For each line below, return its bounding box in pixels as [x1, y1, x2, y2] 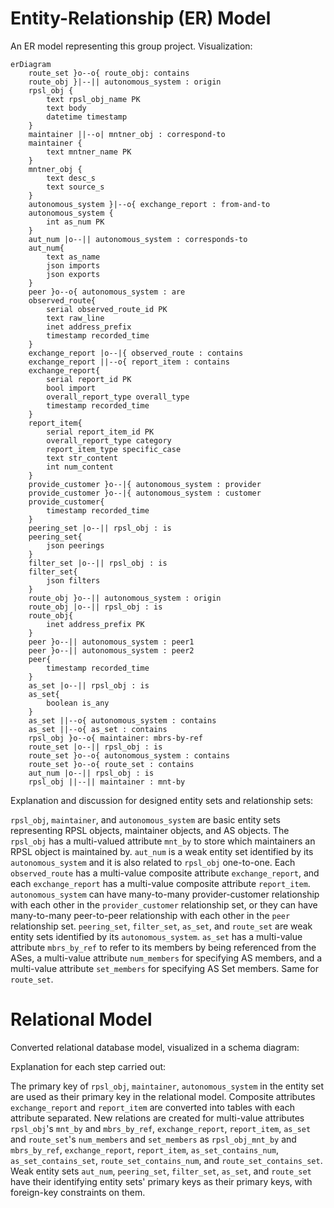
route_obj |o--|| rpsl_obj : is [28, 602, 163, 612]
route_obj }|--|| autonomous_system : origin [28, 77, 222, 87]
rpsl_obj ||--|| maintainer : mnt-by [28, 777, 186, 787]
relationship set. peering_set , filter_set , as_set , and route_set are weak [10, 920, 313, 932]
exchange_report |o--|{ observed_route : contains [28, 348, 244, 358]
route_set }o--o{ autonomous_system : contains [28, 750, 230, 761]
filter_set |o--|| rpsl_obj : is [28, 558, 168, 568]
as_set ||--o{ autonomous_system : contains [28, 715, 217, 726]
